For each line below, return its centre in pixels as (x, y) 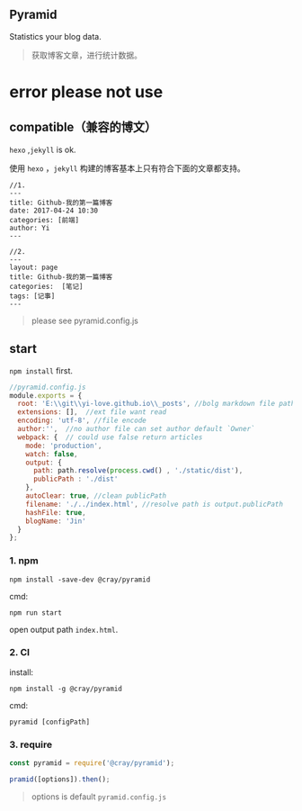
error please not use (86, 92)
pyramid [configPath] (50, 722)
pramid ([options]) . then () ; (60, 779)
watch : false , (52, 454)
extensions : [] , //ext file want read (92, 412)
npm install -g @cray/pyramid (66, 689)
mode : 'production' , (64, 446)
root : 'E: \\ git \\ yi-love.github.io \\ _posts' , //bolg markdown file (147, 404)
